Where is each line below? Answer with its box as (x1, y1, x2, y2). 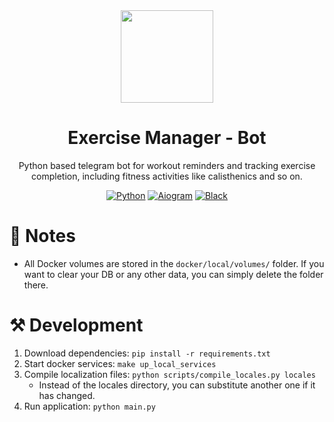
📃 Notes (9, 225, 76, 248)
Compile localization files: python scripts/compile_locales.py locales (23, 368, 316, 380)
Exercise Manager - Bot (67, 127, 267, 149)
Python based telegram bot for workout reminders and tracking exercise (18, 159, 316, 171)
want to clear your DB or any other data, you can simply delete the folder (23, 268, 324, 280)
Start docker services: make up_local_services (23, 357, 217, 369)
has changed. (38, 389, 96, 401)
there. (23, 279, 49, 291)
